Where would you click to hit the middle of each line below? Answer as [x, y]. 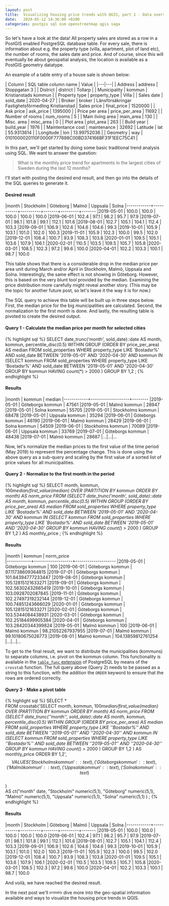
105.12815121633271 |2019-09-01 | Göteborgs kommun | [63, 583]
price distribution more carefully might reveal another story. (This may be [81, 285]
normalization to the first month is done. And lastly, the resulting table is [80, 311]
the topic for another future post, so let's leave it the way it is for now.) [78, 290]
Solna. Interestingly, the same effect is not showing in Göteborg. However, [82, 274]
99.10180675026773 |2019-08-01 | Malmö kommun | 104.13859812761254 [82, 636]
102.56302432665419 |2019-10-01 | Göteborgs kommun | [65, 588]
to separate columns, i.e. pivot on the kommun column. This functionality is [83, 657]
